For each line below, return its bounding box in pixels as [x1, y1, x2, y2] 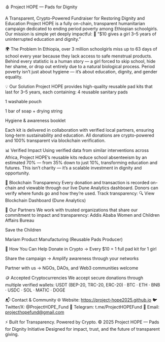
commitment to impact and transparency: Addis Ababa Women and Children [5, 212, 160, 218]
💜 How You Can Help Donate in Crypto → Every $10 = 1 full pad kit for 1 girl [5, 246, 157, 252]
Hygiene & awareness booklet [5, 117, 66, 123]
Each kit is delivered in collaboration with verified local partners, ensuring [5, 127, 154, 133]
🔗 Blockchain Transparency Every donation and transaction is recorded [5, 180, 150, 185]
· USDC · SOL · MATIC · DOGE [5, 287, 66, 293]
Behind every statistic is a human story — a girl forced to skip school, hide [5, 58, 156, 64]
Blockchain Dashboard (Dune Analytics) [5, 198, 86, 203]
